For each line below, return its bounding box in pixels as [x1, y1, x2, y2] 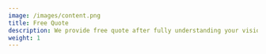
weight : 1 [8, 33, 41, 42]
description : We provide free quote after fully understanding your [8, 26, 239, 34]
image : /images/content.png [8, 11, 101, 20]
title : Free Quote [8, 19, 69, 27]
